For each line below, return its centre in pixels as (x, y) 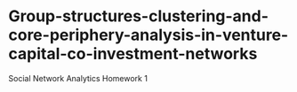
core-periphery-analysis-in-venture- (148, 35)
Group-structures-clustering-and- (138, 16)
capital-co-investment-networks (133, 54)
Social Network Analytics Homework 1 (78, 78)
